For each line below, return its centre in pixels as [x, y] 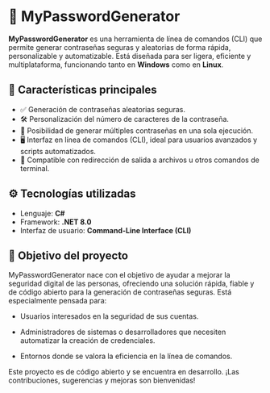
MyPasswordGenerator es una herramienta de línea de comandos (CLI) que [135, 39]
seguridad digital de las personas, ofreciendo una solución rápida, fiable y [131, 284]
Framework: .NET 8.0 [56, 222]
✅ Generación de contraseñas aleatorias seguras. [103, 109]
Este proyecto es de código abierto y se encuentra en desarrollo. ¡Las [124, 372]
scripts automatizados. [58, 151]
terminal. [35, 168]
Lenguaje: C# [42, 213]
